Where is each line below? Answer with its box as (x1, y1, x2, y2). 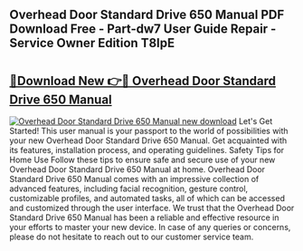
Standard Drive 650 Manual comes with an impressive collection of (9, 174, 260, 184)
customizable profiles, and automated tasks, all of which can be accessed (9, 193, 285, 203)
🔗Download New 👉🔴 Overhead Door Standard (9, 72, 277, 89)
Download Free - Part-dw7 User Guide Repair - (9, 22, 277, 37)
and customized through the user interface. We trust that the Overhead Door (9, 203, 295, 213)
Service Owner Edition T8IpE (9, 35, 175, 51)
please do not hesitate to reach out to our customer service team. (9, 231, 254, 242)
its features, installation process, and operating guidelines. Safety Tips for (9, 145, 285, 155)
